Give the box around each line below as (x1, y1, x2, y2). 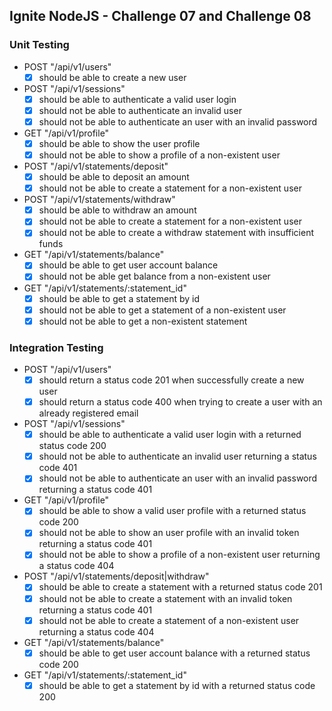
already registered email (38, 407, 139, 419)
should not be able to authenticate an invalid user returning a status (38, 450, 317, 463)
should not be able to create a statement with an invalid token (38, 592, 293, 604)
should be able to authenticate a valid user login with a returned (38, 429, 302, 441)
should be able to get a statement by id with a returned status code (38, 679, 316, 691)
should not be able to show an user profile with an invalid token (38, 527, 300, 539)
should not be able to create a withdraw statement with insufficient (38, 227, 315, 239)
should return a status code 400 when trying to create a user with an (38, 396, 323, 408)
